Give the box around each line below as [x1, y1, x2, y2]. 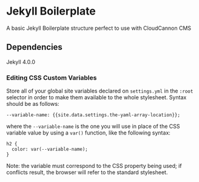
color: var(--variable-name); [12, 146, 88, 153]
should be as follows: [6, 100, 59, 108]
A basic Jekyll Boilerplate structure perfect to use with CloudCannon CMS [6, 24, 192, 32]
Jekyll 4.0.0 [6, 58, 35, 65]
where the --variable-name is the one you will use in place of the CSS [6, 123, 180, 130]
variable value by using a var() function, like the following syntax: [6, 129, 171, 136]
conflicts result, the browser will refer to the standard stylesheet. [6, 169, 168, 176]
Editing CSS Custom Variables [6, 73, 97, 82]
